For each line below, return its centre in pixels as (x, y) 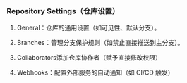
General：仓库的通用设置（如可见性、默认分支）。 (89, 28)
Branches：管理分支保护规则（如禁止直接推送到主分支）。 (100, 43)
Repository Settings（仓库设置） (63, 11)
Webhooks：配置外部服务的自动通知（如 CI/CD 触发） (95, 72)
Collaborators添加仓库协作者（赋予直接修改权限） (89, 58)
